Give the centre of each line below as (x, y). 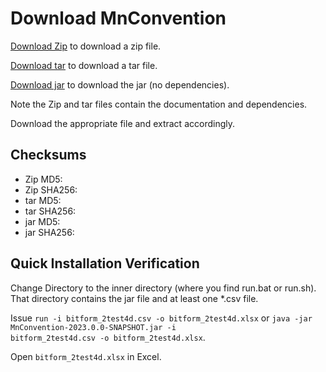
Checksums (48, 155)
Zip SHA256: (51, 189)
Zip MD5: (43, 179)
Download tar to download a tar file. (84, 65)
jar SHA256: (49, 232)
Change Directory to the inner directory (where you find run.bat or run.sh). (163, 288)
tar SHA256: (50, 211)
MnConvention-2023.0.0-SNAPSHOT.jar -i (93, 327)
